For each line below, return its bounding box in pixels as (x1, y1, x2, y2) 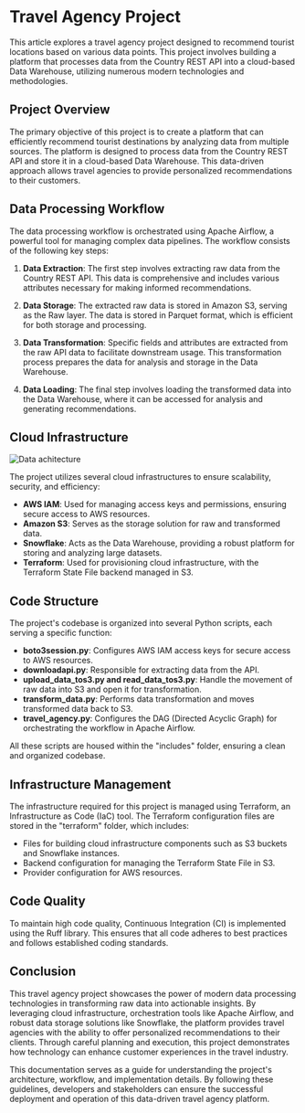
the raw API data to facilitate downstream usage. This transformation (22, 346, 282, 357)
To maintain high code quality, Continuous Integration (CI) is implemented (9, 917, 287, 928)
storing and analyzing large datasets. (22, 547, 163, 558)
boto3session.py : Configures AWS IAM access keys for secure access (22, 645, 291, 656)
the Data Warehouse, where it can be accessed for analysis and (22, 393, 263, 404)
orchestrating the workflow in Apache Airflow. (22, 723, 196, 734)
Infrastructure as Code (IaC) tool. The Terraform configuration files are (9, 811, 276, 821)
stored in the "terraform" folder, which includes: (9, 821, 190, 831)
